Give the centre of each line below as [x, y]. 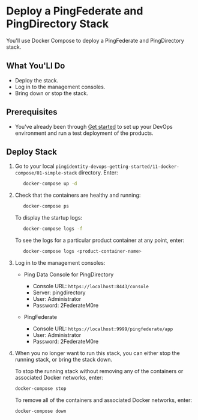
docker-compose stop [40, 388]
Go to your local [34, 166]
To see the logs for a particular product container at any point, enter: [100, 240]
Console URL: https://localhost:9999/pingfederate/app [103, 329]
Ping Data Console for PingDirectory [69, 274]
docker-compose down [40, 411]
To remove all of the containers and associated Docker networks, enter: [103, 400]
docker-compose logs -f [53, 229]
